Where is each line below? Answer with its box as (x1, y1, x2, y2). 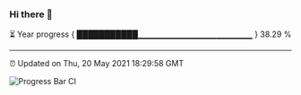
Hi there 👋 (9, 8, 54, 21)
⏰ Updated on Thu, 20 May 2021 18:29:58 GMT (9, 58, 185, 69)
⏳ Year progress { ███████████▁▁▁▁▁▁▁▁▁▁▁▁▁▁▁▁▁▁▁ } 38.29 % (9, 29, 292, 39)
